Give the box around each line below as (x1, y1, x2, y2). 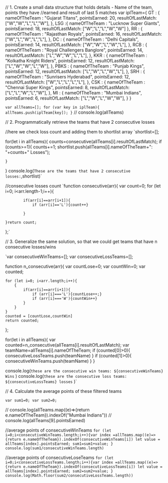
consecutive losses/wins (5, 244, 56, 250)
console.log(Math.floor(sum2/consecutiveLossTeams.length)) (5, 473, 134, 478)
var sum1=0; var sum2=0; (5, 398, 57, 403)
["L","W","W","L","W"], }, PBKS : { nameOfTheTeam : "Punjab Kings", (5, 63, 145, 69)
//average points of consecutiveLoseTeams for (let (5, 455, 114, 460)
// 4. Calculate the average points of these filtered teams (5, 388, 122, 394)
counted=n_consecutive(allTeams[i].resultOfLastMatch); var (5, 342, 129, 348)
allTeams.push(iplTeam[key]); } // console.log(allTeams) (5, 109, 124, 115)
